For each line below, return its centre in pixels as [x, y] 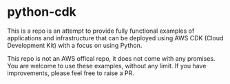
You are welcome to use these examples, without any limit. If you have [107, 66]
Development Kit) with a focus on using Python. [75, 45]
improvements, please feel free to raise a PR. [71, 73]
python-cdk [42, 12]
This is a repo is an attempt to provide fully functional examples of [101, 31]
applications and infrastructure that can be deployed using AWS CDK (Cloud [115, 38]
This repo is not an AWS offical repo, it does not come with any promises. [111, 58]
